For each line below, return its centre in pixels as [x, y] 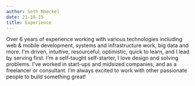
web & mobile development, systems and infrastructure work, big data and [97, 45]
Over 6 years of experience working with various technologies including [94, 39]
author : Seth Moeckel [33, 11]
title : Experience [29, 22]
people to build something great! [46, 77]
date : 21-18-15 [25, 17]
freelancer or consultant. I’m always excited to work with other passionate [97, 71]
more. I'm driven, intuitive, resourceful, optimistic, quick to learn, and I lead [98, 52]
